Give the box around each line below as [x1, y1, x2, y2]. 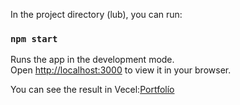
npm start [10, 33, 58, 44]
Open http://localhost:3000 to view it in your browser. [10, 64, 232, 76]
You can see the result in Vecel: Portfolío [10, 84, 175, 96]
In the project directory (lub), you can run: [10, 9, 183, 20]
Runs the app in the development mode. [10, 54, 175, 66]
